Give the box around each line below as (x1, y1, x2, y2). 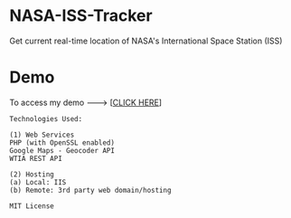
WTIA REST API (9, 154, 63, 163)
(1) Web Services (9, 130, 75, 139)
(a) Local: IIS (9, 177, 67, 186)
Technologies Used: (9, 114, 83, 123)
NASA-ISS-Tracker (9, 5, 153, 26)
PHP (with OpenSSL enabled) (9, 137, 116, 147)
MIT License (9, 201, 54, 211)
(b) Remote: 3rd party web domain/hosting (9, 185, 172, 194)
